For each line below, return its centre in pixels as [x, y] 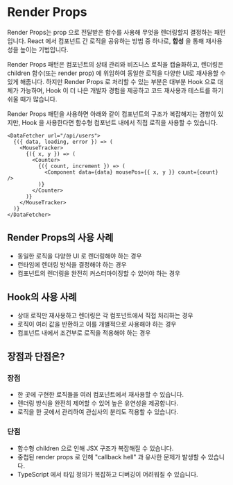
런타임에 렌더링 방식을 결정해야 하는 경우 [72, 264]
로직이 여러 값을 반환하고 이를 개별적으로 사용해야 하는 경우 [97, 324]
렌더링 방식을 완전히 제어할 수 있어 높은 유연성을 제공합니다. [98, 403]
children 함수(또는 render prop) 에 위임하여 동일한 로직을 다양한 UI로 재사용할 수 [116, 73]
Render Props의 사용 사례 [60, 238]
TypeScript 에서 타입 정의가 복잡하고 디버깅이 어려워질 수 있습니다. [108, 474]
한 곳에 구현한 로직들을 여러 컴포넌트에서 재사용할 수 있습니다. [101, 395]
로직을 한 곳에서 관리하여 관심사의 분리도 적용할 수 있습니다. [98, 412]
